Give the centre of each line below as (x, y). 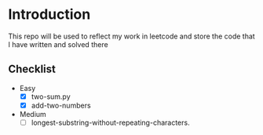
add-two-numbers (61, 105)
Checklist (32, 69)
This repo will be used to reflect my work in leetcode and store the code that (131, 36)
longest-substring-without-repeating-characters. (110, 122)
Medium (33, 114)
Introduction (49, 15)
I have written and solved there (58, 44)
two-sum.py (51, 97)
